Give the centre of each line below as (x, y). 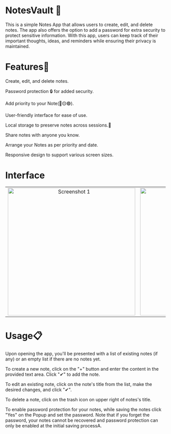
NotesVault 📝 (33, 10)
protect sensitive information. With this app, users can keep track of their (82, 35)
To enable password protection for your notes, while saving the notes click (83, 409)
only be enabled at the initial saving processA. (53, 425)
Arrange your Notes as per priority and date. (52, 144)
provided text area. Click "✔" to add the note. (53, 374)
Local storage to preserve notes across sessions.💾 (58, 125)
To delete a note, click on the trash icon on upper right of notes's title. (78, 399)
